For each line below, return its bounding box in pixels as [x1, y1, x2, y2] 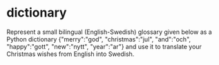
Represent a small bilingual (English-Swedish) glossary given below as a [6, 28, 212, 36]
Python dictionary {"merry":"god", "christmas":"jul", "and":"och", [6, 35, 191, 43]
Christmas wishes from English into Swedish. [6, 50, 135, 58]
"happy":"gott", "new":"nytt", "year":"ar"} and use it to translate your [6, 42, 202, 50]
